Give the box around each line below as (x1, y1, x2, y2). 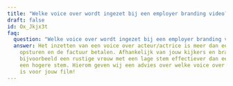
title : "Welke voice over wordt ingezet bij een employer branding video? (7, 10, 228, 17)
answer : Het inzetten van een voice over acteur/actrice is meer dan (13, 42, 218, 49)
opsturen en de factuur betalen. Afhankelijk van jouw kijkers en (19, 49, 216, 56)
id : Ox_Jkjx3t (7, 23, 49, 30)
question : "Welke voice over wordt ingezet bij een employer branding (13, 36, 222, 43)
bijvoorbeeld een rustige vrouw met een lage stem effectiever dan (19, 55, 218, 62)
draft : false (7, 17, 45, 24)
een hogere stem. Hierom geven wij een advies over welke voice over (19, 62, 225, 69)
